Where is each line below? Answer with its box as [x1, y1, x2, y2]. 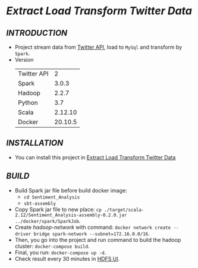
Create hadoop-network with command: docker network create [14, 223, 171, 231]
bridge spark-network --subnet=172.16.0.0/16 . [33, 230, 150, 237]
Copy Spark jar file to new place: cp [14, 206, 102, 213]
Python [17, 99, 38, 106]
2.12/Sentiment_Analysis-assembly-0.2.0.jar [14, 212, 127, 218]
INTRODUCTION [6, 28, 68, 38]
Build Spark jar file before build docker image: [14, 187, 127, 194]
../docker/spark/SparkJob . [14, 217, 81, 224]
